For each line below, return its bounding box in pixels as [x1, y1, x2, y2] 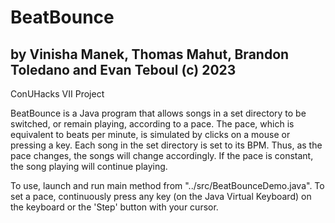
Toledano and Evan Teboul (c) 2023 [10, 61, 237, 78]
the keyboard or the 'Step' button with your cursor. [10, 201, 219, 213]
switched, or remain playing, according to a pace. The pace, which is [10, 118, 295, 130]
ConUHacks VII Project [10, 88, 105, 100]
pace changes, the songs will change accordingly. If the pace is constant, [10, 150, 314, 161]
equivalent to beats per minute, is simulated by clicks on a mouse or [10, 129, 291, 140]
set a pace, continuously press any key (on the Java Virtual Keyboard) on [10, 191, 312, 202]
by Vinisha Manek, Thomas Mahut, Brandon [10, 46, 290, 63]
